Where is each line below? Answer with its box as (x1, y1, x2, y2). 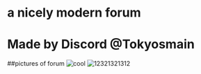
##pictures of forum (7, 59, 65, 68)
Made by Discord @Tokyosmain (7, 37, 195, 53)
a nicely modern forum (7, 5, 141, 21)
